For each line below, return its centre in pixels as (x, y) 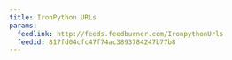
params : (23, 26)
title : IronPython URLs (53, 17)
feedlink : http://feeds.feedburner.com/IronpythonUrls (120, 34)
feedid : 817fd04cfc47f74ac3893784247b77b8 (97, 42)
